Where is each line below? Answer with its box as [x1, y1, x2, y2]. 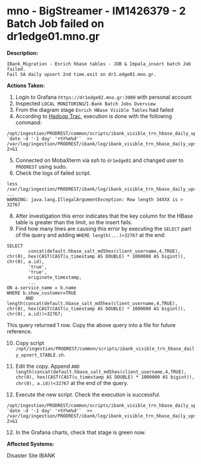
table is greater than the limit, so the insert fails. [15, 218, 133, 225]
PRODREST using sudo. [15, 163, 67, 170]
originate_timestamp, [28, 274, 82, 280]
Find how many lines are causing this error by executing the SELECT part [15, 225, 191, 232]
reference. [7, 328, 32, 335]
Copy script [15, 339, 44, 346]
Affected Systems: [7, 440, 54, 447]
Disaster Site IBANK [7, 451, 55, 459]
